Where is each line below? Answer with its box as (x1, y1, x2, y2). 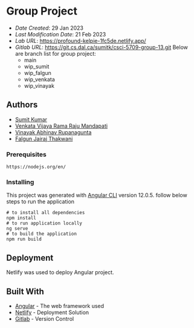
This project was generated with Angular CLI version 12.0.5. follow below (6, 192, 187, 199)
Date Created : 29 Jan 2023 (15, 24, 83, 31)
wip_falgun (24, 69, 51, 76)
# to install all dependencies (6, 210, 85, 216)
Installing (6, 177, 34, 186)
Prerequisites (6, 150, 47, 159)
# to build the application (6, 231, 77, 237)
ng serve (6, 226, 28, 232)
